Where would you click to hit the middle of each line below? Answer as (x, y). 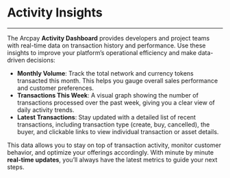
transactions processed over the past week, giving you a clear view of (116, 102)
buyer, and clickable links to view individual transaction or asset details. (118, 131)
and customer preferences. (55, 88)
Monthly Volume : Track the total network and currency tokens (105, 73)
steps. (16, 167)
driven (16, 60)
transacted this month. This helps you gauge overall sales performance (117, 80)
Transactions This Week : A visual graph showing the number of (107, 95)
